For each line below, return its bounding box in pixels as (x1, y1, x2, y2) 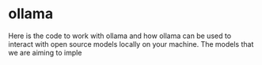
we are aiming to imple (8, 48, 82, 57)
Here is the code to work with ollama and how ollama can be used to (8, 31, 232, 40)
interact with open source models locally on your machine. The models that (8, 39, 254, 48)
